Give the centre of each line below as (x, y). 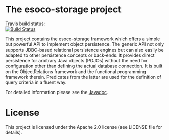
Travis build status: (25, 24)
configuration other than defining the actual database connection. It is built (84, 66)
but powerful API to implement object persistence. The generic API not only (85, 44)
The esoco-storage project (63, 9)
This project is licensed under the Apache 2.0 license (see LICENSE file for (84, 127)
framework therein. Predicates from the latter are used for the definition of (83, 77)
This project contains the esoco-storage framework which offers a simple (83, 39)
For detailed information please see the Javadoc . (57, 92)
